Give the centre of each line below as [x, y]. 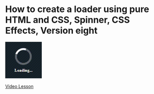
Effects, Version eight [51, 31]
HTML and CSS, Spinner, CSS [67, 20]
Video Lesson [19, 86]
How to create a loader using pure [77, 9]
